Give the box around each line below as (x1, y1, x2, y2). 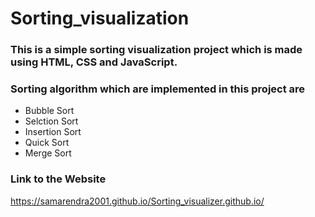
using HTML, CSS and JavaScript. (10, 55, 178, 69)
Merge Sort (24, 147, 72, 159)
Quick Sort (24, 137, 70, 149)
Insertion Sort (24, 126, 82, 138)
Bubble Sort (24, 105, 75, 117)
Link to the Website (10, 172, 107, 186)
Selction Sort (24, 115, 79, 127)
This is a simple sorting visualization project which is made (10, 43, 303, 57)
